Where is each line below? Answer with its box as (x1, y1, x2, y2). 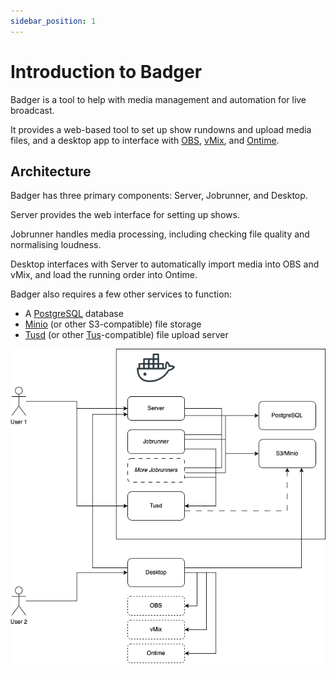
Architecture (10, 163, 92, 180)
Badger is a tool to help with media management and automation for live (10, 93, 307, 105)
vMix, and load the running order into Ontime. (10, 269, 198, 281)
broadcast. (10, 104, 55, 116)
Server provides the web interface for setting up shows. (10, 209, 240, 221)
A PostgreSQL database (24, 308, 124, 320)
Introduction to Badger (10, 60, 203, 83)
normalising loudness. (10, 239, 102, 251)
